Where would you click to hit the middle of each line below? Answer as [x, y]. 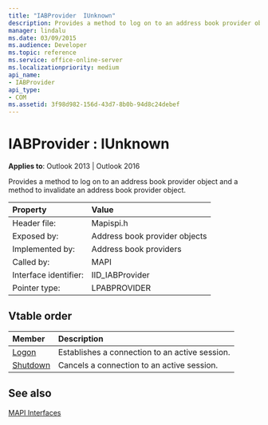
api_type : [25, 90]
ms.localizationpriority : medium [64, 68]
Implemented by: [44, 250]
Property [30, 210]
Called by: [31, 262]
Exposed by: [35, 236]
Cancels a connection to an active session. [138, 365]
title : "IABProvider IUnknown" [62, 16]
